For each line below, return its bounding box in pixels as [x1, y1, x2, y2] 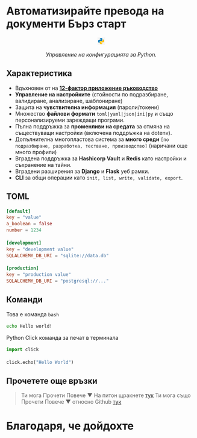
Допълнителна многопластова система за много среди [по [14, 136, 169, 143]
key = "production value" [6, 272, 71, 278]
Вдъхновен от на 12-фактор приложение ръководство [14, 84, 158, 92]
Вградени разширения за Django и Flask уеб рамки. [14, 167, 149, 175]
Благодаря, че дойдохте [6, 419, 134, 433]
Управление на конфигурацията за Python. [46, 51, 157, 58]
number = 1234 [6, 227, 42, 233]
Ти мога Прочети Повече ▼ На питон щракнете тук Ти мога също [20, 392, 191, 399]
